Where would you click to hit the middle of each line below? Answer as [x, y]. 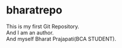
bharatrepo [34, 10]
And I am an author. [30, 32]
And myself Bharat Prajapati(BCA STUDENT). [61, 39]
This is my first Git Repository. [43, 26]
